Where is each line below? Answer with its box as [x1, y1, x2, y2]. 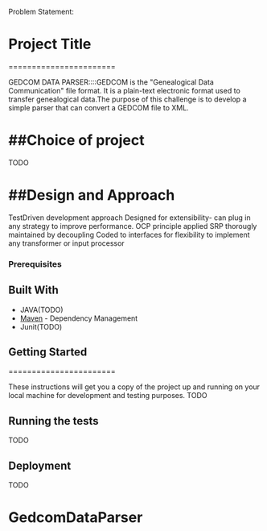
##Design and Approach [8, 186, 175, 205]
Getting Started [8, 345, 88, 359]
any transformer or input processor [8, 238, 125, 248]
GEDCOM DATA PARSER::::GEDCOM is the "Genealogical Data [8, 77, 215, 87]
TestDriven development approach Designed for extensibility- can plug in [8, 213, 251, 222]
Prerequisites [8, 258, 62, 269]
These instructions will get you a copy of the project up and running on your [8, 382, 260, 392]
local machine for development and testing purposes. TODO [8, 391, 207, 400]
